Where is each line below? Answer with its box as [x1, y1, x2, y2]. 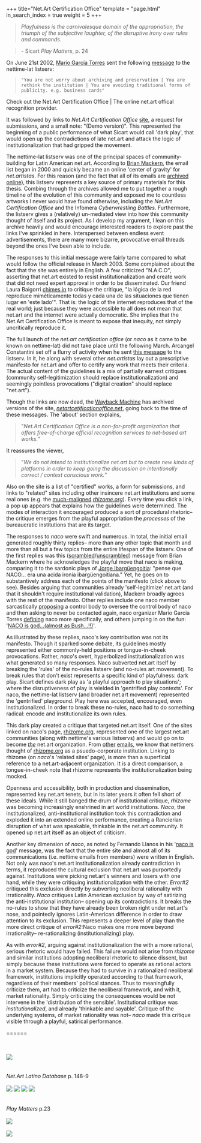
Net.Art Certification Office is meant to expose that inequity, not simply [6, 318, 182, 324]
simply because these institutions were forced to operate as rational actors [6, 961, 191, 967]
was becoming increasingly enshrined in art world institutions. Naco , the [6, 804, 185, 810]
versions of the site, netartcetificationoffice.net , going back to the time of [6, 405, 188, 411]
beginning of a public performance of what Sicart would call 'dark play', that [6, 129, 194, 136]
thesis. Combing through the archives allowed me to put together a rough [6, 185, 188, 192]
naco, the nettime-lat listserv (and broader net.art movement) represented [6, 691, 190, 698]
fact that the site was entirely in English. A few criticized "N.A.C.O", [6, 267, 172, 273]
